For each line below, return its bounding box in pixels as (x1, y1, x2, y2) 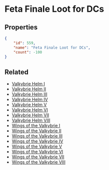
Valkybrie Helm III (11, 91, 48, 97)
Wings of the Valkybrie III (11, 133, 63, 139)
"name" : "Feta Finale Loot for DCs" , (13, 45, 91, 50)
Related (4, 68, 29, 76)
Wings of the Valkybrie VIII (11, 159, 66, 165)
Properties (4, 23, 38, 31)
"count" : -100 (13, 50, 42, 55)
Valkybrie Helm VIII (11, 117, 51, 123)
